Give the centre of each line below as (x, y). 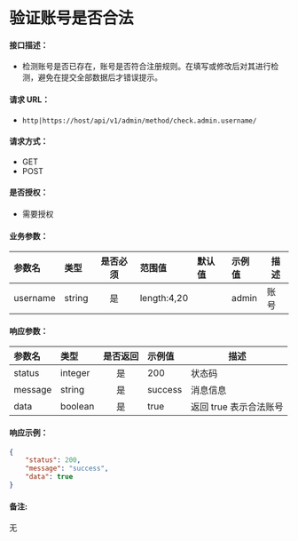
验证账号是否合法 (72, 18)
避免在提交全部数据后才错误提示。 (100, 77)
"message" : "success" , (67, 469)
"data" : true (49, 477)
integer (75, 373)
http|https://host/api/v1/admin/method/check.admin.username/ (139, 121)
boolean (78, 407)
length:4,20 (164, 298)
